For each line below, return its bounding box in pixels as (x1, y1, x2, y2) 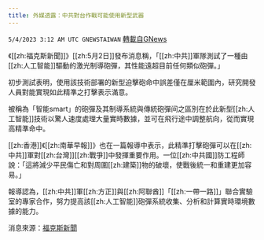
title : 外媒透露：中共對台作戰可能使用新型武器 (8, 11, 145, 20)
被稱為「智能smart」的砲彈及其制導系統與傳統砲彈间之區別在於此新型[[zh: (8, 104, 248, 113)
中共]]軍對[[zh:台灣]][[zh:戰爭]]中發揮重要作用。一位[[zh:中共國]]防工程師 (8, 150, 245, 160)
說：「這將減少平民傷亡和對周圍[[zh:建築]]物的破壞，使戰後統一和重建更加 (8, 160, 245, 169)
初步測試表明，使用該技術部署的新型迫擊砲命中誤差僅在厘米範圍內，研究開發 (8, 77, 256, 87)
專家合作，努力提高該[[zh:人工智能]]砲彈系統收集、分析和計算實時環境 (21, 196, 249, 205)
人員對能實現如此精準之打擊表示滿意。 (8, 87, 132, 97)
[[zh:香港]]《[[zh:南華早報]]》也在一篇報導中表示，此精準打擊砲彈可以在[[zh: (8, 140, 252, 150)
